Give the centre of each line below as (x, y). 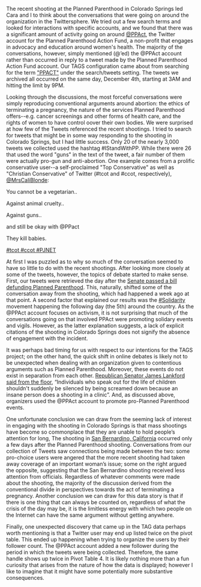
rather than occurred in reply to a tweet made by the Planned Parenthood (97, 60)
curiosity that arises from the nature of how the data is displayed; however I (100, 565)
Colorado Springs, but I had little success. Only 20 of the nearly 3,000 (93, 142)
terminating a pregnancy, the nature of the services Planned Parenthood (95, 110)
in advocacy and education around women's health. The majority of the (94, 47)
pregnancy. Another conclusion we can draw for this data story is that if (95, 496)
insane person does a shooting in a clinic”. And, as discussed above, (91, 395)
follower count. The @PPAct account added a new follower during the (92, 546)
